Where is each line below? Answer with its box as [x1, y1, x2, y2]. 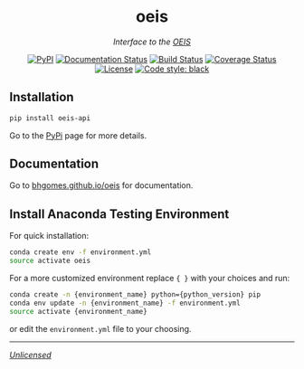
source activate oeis [9, 256, 91, 266]
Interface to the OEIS [112, 36, 192, 47]
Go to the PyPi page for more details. [9, 129, 147, 141]
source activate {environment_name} [9, 307, 147, 316]
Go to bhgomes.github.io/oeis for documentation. [9, 180, 194, 191]
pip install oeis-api [9, 113, 91, 123]
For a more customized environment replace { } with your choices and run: [9, 273, 290, 283]
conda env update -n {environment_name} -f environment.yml [9, 298, 242, 307]
